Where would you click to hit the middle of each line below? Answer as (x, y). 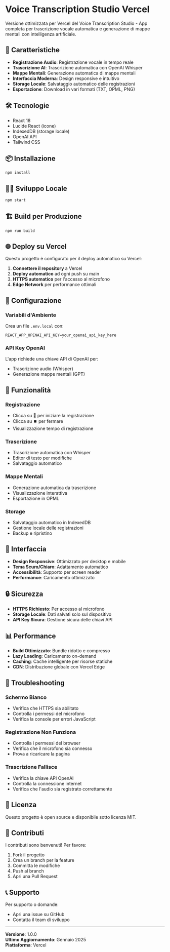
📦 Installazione (30, 158)
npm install (18, 173)
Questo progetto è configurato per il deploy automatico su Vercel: (74, 259)
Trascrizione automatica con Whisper (52, 453)
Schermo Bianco (26, 697)
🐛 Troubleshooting (35, 683)
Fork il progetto (28, 855)
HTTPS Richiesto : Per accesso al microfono (58, 609)
